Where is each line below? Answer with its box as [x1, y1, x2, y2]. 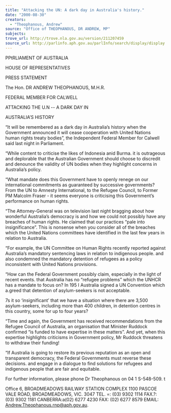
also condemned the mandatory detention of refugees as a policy [5, 256, 142, 262]
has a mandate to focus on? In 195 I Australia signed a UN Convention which [5, 282, 165, 288]
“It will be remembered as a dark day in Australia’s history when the [5, 124, 147, 130]
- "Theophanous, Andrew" [10, 21, 63, 27]
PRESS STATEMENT [5, 75, 47, 81]
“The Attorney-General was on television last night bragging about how [5, 208, 154, 214]
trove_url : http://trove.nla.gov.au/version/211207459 [5, 36, 124, 41]
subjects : [5, 31, 26, 36]
